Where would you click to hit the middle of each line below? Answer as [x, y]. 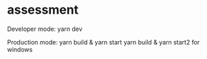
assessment [43, 10]
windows [20, 49]
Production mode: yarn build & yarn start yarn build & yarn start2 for [103, 42]
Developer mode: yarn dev [45, 29]
